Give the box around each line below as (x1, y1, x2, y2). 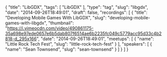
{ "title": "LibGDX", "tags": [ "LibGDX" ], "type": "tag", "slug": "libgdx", (5, 4, 149, 10)
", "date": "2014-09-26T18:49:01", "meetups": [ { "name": (36, 36, 155, 42)
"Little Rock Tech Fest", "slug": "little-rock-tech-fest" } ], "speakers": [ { (5, 41, 152, 47)
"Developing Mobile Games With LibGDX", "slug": (5, 15, 107, 20)
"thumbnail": (48, 20, 74, 26)
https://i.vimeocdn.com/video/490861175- (7, 25, 94, 31)
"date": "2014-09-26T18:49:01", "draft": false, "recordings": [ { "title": (5, 9, 148, 15)
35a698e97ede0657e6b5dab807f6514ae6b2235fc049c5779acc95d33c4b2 (5, 31, 162, 36)
